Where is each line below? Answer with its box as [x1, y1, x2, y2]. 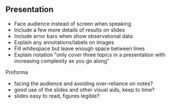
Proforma [5, 68, 29, 75]
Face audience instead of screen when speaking [13, 20, 132, 27]
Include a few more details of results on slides [13, 26, 125, 33]
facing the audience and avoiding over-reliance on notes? [13, 80, 153, 87]
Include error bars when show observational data [13, 32, 133, 40]
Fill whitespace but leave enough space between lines [13, 45, 145, 52]
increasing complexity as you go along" [13, 57, 110, 64]
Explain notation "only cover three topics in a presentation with [13, 51, 166, 58]
